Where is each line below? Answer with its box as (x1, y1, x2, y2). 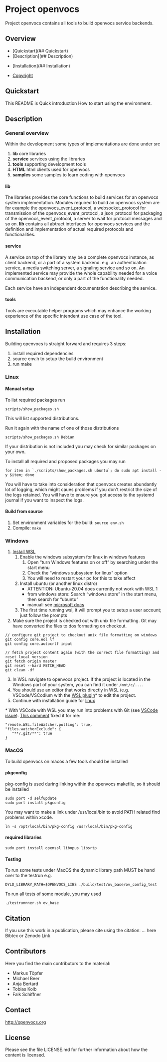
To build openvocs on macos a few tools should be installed (5, 758, 128, 764)
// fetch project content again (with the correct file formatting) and (5, 650, 160, 655)
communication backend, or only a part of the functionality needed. (5, 275, 144, 281)
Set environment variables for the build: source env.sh (12, 520, 124, 526)
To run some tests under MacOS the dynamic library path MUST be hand (5, 867, 155, 873)
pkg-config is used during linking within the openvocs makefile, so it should (5, 781, 161, 787)
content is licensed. (5, 1052, 46, 1058)
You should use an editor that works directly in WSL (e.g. (12, 687, 130, 693)
